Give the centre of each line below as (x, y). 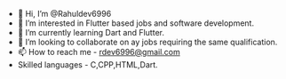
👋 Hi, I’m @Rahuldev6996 (64, 14)
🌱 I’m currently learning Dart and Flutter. (91, 32)
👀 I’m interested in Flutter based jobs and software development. (136, 23)
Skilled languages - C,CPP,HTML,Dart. (87, 65)
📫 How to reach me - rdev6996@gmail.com (99, 52)
